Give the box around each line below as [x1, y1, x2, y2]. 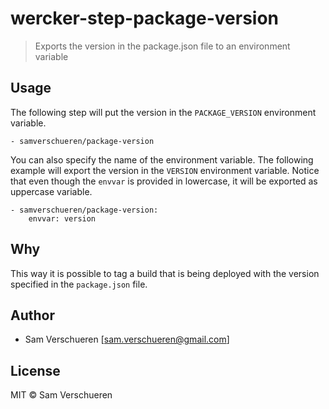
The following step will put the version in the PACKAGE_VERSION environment [10, 106, 317, 118]
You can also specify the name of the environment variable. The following [10, 153, 314, 166]
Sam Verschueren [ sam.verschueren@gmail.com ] [24, 333, 230, 346]
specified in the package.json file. [10, 278, 148, 290]
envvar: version [28, 213, 97, 224]
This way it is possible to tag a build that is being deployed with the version [10, 267, 320, 279]
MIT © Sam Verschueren [10, 389, 113, 401]
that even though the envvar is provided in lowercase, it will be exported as [10, 175, 318, 187]
